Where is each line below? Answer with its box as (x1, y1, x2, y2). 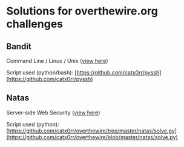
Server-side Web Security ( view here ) (6, 109, 100, 116)
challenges (6, 17, 64, 31)
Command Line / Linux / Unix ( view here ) (6, 57, 108, 64)
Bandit (6, 41, 31, 51)
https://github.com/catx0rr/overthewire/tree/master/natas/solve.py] (8, 127, 177, 134)
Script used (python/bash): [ (6, 69, 77, 76)
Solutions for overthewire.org (6, 4, 159, 18)
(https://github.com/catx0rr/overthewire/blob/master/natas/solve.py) (6, 133, 178, 140)
